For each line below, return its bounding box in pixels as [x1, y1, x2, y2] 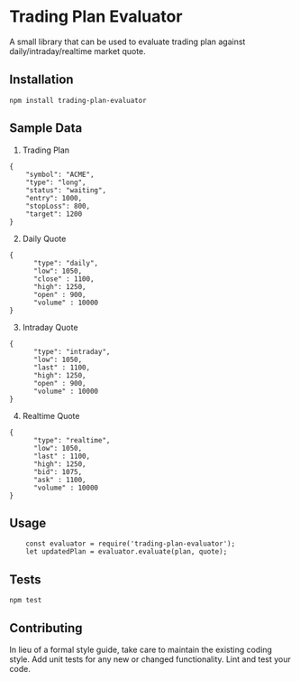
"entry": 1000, [25, 193, 83, 202]
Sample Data [9, 120, 83, 136]
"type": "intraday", [32, 347, 111, 356]
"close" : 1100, [32, 274, 95, 284]
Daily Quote [22, 233, 67, 244]
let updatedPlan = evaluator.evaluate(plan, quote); [25, 547, 228, 556]
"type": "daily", [32, 258, 99, 267]
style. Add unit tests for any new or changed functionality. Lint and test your [9, 654, 291, 665]
